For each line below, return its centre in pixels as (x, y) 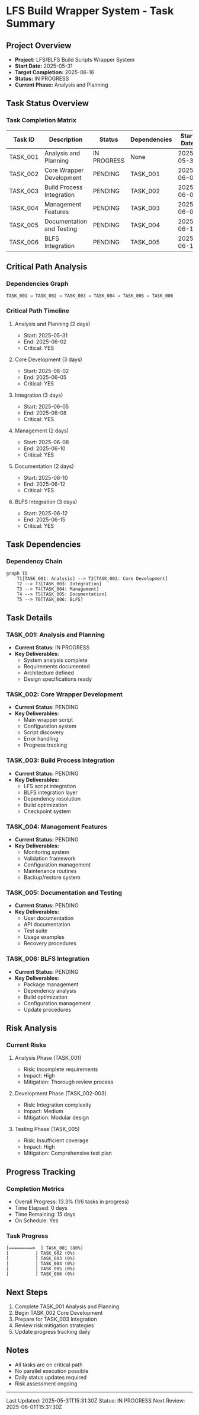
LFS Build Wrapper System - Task (90, 11)
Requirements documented (57, 667)
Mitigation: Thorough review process (68, 1082)
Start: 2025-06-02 (46, 371)
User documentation (49, 918)
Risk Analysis (32, 1028)
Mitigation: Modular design (56, 1118)
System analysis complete (55, 660)
